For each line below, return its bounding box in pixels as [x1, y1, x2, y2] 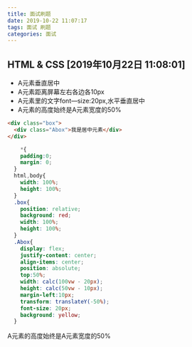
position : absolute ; [20, 265, 81, 272]
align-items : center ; [20, 258, 84, 266]
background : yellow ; [20, 311, 81, 318]
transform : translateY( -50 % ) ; [20, 298, 110, 305]
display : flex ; [20, 245, 65, 252]
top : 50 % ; [20, 271, 46, 279]
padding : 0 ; [20, 152, 53, 160]
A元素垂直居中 [17, 79, 60, 88]
